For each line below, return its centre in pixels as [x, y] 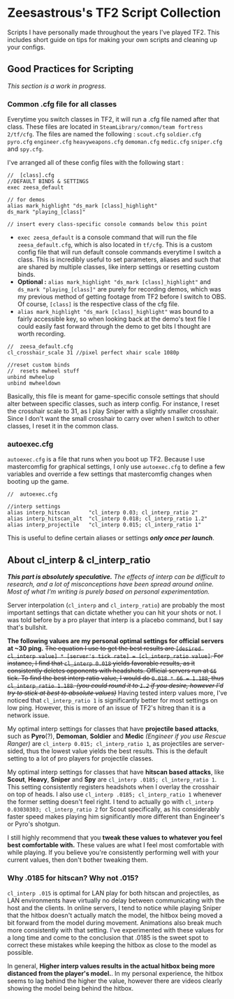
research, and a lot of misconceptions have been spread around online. [111, 584]
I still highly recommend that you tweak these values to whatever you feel [115, 838]
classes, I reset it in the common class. [63, 426]
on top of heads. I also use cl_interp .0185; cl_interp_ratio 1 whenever [115, 794]
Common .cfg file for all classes [62, 104]
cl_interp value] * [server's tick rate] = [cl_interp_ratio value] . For [115, 656]
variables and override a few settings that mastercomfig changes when [110, 474]
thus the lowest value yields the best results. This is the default [117, 751]
